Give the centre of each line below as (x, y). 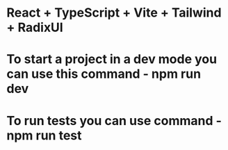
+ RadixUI (35, 27)
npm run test (44, 135)
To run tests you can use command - (114, 120)
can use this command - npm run (104, 74)
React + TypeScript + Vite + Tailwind (114, 13)
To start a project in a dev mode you (112, 59)
